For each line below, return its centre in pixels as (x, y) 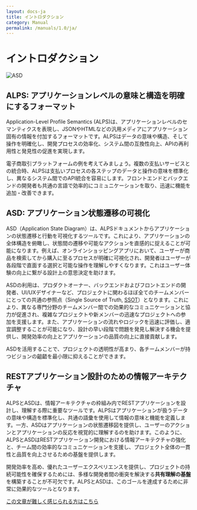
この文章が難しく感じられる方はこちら (52, 501)
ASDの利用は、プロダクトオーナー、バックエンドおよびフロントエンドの (94, 285)
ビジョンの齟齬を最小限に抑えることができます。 (70, 356)
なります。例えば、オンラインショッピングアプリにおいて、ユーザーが (101, 250)
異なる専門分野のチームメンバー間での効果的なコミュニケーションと (103, 307)
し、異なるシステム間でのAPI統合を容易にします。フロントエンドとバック (95, 178)
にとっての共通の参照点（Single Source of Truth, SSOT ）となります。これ (95, 300)
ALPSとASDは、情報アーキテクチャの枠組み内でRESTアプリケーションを (94, 402)
